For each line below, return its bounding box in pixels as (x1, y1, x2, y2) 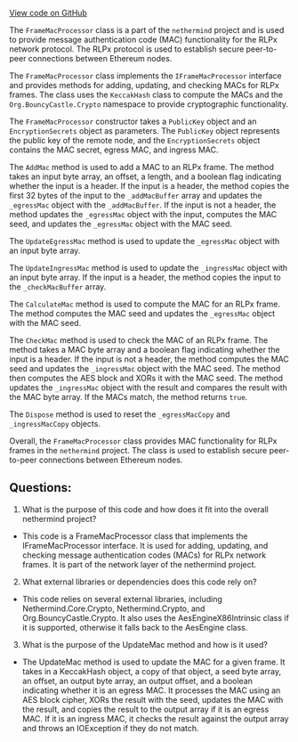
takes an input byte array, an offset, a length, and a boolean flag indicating (9, 171, 282, 182)
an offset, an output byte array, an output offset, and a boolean (21, 675, 254, 686)
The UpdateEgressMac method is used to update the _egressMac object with (9, 236, 280, 246)
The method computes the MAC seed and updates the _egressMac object (9, 308, 276, 319)
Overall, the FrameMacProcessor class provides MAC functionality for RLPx (9, 436, 278, 446)
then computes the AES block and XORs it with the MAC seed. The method (9, 373, 283, 383)
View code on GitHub (9, 8, 87, 18)
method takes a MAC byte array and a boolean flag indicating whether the (9, 345, 280, 355)
